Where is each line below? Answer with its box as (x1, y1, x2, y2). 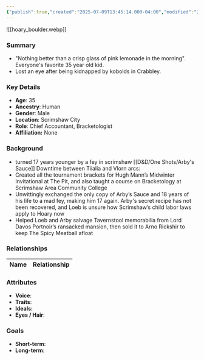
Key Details (6, 83, 41, 91)
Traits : (15, 298, 32, 306)
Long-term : (15, 347, 45, 354)
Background (6, 144, 44, 153)
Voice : (15, 292, 32, 299)
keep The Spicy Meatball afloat (15, 229, 93, 236)
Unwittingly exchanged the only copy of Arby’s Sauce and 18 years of (15, 190, 189, 198)
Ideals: (15, 305, 33, 312)
